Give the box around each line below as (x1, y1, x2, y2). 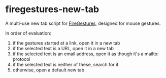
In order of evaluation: (5, 30, 52, 36)
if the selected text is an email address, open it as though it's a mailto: (12, 51, 159, 57)
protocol (12, 56, 30, 62)
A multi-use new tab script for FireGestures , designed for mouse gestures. (5, 20, 161, 26)
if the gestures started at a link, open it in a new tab (12, 40, 120, 46)
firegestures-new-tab (5, 4, 99, 15)
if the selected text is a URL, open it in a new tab (12, 45, 114, 51)
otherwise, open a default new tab (12, 67, 85, 73)
